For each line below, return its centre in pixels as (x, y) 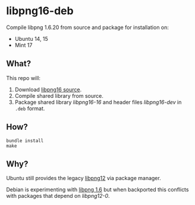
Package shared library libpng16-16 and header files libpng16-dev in (98, 102)
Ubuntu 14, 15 (32, 39)
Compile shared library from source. (59, 95)
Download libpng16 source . (48, 89)
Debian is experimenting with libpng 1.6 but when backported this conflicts (97, 190)
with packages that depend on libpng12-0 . (58, 196)
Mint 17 (23, 45)
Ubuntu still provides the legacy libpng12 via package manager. (84, 178)
